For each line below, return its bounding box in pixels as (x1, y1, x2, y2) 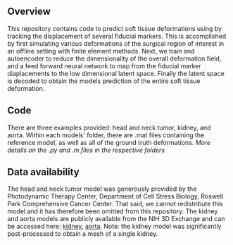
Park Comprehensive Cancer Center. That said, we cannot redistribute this (7, 200, 223, 208)
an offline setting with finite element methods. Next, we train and (7, 46, 195, 55)
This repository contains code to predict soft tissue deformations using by (7, 24, 222, 32)
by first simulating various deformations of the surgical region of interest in (7, 39, 224, 48)
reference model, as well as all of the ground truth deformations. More (7, 138, 211, 146)
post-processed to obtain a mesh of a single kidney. (7, 230, 158, 238)
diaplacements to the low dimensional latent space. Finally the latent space (7, 69, 225, 77)
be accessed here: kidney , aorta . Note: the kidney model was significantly (7, 222, 222, 231)
